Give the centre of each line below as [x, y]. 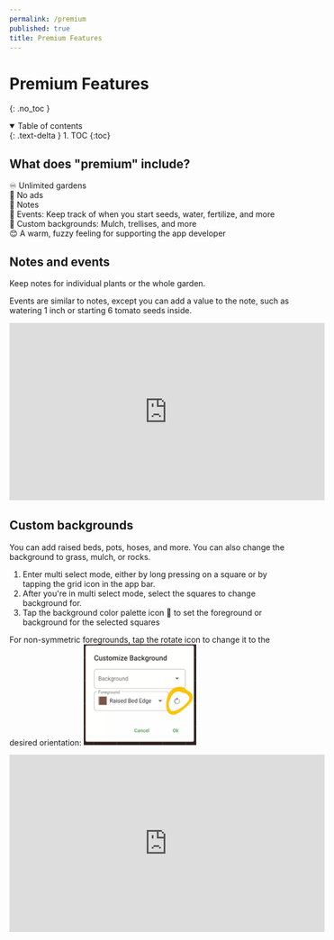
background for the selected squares [91, 622]
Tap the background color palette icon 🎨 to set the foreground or [142, 612]
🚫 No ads [26, 195]
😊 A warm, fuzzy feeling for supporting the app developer [118, 233]
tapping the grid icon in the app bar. [89, 583]
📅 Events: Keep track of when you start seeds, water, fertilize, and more [142, 214]
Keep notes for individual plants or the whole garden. [108, 283]
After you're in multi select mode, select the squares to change [139, 593]
